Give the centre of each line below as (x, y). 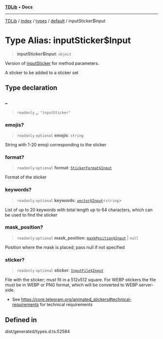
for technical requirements (66, 305)
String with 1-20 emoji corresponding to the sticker (56, 144)
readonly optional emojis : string (50, 135)
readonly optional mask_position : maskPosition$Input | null (78, 238)
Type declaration (31, 88)
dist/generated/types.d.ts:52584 (38, 331)
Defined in (21, 320)
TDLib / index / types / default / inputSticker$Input (55, 21)
